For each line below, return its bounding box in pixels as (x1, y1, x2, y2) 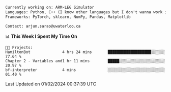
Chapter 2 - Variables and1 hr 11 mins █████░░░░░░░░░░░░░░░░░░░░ (5, 58, 165, 63)
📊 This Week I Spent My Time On (5, 33, 77, 39)
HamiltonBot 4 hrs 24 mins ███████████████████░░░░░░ (5, 49, 165, 55)
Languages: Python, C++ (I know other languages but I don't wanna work (5, 9, 163, 15)
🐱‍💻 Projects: (5, 45, 33, 50)
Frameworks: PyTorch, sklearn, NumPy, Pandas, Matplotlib (5, 14, 131, 19)
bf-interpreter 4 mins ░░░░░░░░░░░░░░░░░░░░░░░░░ (5, 67, 165, 73)
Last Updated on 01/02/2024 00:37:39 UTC (5, 81, 97, 87)
